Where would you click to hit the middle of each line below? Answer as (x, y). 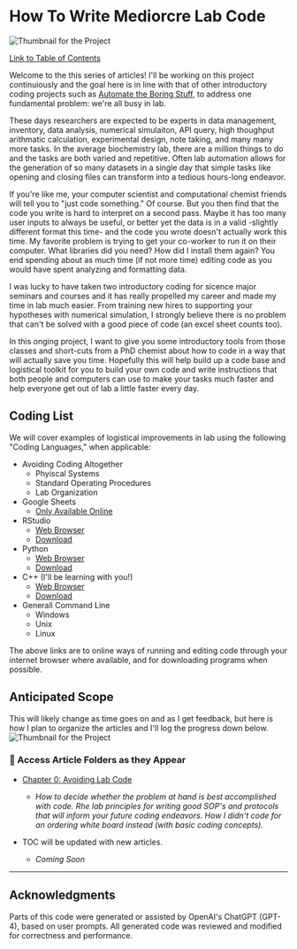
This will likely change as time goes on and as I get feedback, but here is (141, 718)
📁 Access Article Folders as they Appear (98, 760)
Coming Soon (60, 859)
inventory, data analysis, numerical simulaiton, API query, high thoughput (142, 129)
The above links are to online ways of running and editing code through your (148, 650)
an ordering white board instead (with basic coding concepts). (149, 824)
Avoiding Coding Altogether (72, 464)
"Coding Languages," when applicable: (80, 447)
